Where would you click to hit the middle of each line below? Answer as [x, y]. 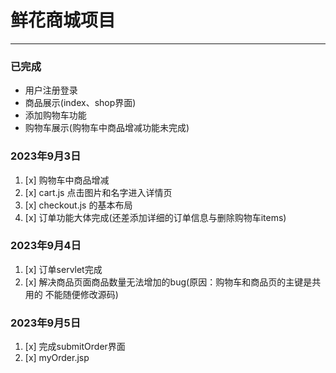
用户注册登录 [51, 90]
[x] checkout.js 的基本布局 [78, 205]
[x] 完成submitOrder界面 [75, 347]
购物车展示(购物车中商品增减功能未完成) [107, 128]
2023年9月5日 [46, 323]
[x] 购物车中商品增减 [67, 180]
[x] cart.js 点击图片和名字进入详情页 [98, 192]
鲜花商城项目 [63, 20]
